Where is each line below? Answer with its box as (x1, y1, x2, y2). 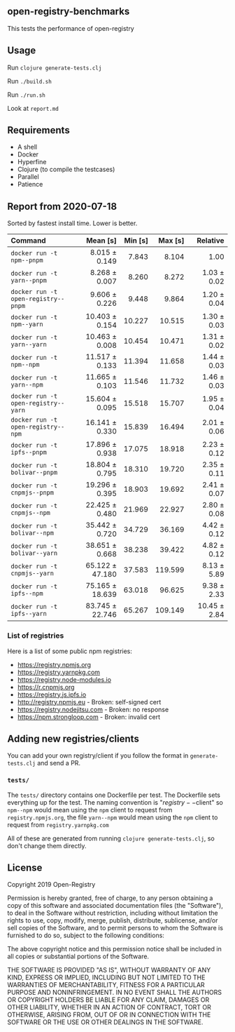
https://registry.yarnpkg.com (17, 668, 100, 676)
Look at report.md (7, 104, 59, 112)
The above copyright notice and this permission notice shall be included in (7, 945, 222, 953)
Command (10, 236, 47, 246)
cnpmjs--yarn (10, 570, 55, 577)
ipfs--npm (10, 589, 43, 598)
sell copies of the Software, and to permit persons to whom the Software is (7, 924, 224, 932)
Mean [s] (86, 236, 117, 246)
